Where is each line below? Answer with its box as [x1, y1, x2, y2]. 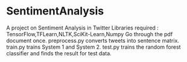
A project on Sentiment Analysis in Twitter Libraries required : [6, 24, 159, 31]
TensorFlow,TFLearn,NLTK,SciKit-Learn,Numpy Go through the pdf [6, 30, 173, 37]
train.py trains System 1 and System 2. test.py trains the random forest [6, 43, 181, 51]
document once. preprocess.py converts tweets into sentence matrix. [6, 37, 180, 44]
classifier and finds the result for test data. [6, 49, 112, 57]
